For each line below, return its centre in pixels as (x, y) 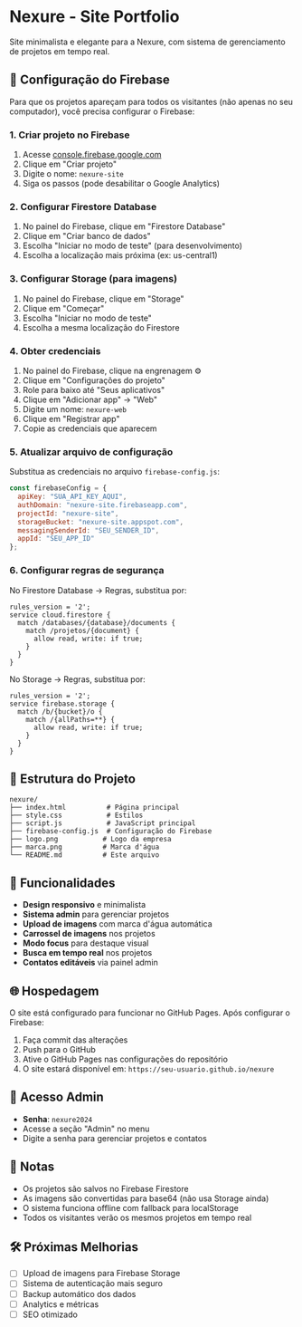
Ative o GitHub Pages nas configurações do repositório (125, 1059)
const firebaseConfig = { (58, 488)
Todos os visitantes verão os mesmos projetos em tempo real (137, 1217)
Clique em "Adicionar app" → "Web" (90, 399)
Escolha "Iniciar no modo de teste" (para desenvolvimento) (132, 245)
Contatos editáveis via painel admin (90, 963)
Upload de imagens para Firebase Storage (101, 1274)
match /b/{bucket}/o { (60, 712)
